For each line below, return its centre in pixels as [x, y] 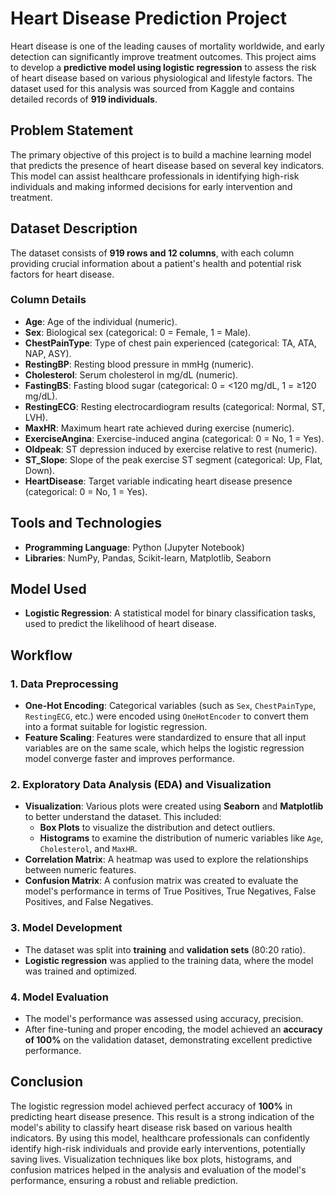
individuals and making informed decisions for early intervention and [151, 186]
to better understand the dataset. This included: [123, 817]
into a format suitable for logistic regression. [116, 727]
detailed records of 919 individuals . [84, 99]
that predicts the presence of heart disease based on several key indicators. [167, 165]
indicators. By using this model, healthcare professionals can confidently [160, 1138]
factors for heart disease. [62, 274]
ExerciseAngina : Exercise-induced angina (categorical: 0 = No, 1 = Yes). [174, 438]
